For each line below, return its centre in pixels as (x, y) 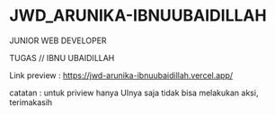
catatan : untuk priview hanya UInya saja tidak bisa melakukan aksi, (134, 93)
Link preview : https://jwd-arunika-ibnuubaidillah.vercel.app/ (121, 75)
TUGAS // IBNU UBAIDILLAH (62, 57)
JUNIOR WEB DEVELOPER (58, 40)
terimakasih (31, 102)
